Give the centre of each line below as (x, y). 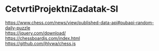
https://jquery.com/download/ (36, 33)
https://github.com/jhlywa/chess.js (40, 43)
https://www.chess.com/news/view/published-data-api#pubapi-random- (79, 23)
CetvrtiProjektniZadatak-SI (62, 9)
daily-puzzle (18, 27)
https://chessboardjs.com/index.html (43, 38)
